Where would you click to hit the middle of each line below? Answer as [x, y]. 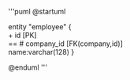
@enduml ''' [28, 67]
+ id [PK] [22, 35]
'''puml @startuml [37, 11]
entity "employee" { [40, 27]
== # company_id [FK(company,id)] [66, 44]
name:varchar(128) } [41, 52]
